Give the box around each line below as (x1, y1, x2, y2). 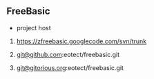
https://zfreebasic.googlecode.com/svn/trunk (16, 37, 147, 45)
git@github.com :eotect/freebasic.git (16, 50, 120, 58)
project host (16, 23, 51, 32)
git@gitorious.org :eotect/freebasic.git (16, 63, 124, 71)
